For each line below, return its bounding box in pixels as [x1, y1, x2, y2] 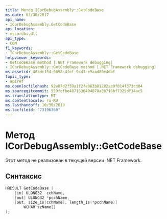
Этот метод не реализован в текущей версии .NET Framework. [5, 157, 142, 163]
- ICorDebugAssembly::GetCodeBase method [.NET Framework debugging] [5, 64, 157, 70]
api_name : [5, 17, 27, 22]
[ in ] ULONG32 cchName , [14, 190, 65, 195]
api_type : [5, 36, 27, 41]
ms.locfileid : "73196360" [5, 107, 60, 113]
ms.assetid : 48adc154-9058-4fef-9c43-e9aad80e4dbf [5, 70, 115, 75]
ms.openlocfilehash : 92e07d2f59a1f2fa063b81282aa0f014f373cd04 [5, 83, 143, 89]
